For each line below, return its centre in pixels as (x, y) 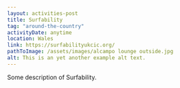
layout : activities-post (43, 13)
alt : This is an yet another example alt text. (77, 58)
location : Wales (30, 39)
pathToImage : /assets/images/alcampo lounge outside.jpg (90, 52)
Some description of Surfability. (52, 77)
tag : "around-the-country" (46, 26)
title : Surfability (35, 20)
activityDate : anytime (40, 32)
